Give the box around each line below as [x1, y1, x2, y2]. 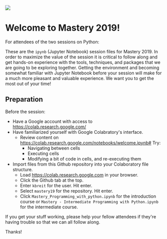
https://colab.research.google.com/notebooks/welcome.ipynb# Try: [20, 139, 161, 145]
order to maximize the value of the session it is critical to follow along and [5, 54, 157, 60]
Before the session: [5, 108, 46, 115]
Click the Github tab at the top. [20, 177, 84, 183]
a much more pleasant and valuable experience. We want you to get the [5, 75, 154, 81]
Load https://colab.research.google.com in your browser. [20, 172, 138, 178]
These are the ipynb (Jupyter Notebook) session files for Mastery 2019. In [5, 48, 158, 54]
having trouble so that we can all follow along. [5, 219, 101, 225]
